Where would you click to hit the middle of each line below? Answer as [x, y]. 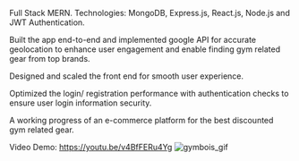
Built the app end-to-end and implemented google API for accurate [133, 40]
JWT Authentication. [47, 22]
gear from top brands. [50, 59]
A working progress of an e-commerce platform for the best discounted [141, 120]
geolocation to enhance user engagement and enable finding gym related [145, 49]
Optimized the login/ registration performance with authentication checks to [149, 93]
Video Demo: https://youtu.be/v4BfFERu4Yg [91, 147]
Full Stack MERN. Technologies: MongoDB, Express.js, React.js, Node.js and [150, 13]
